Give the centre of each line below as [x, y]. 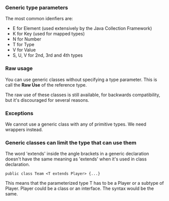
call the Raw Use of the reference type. [46, 85]
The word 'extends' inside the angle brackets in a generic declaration [77, 154]
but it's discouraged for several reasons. [47, 100]
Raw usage [19, 68]
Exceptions [19, 113]
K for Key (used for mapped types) [48, 34]
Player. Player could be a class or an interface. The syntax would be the [79, 188]
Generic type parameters [37, 8]
